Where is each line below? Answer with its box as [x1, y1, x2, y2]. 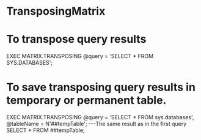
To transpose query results [6, 32, 147, 46]
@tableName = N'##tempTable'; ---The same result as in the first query [6, 120, 187, 128]
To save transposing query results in [6, 81, 196, 94]
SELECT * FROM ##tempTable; [6, 127, 85, 134]
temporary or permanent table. [6, 94, 167, 108]
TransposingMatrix [6, 4, 106, 18]
